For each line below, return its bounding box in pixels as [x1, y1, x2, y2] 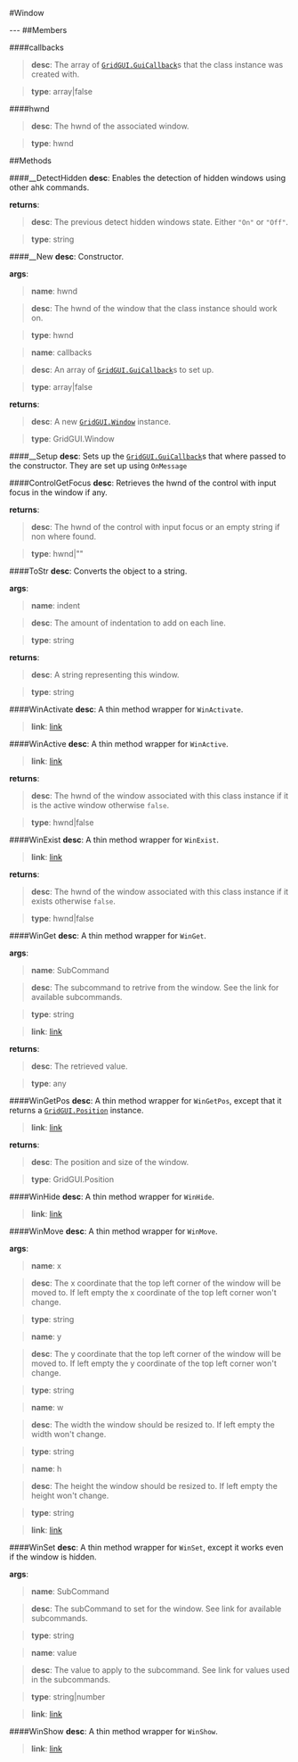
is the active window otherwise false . [30, 800, 170, 810]
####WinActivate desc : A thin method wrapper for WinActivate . [9, 704, 244, 715]
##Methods [9, 155, 52, 166]
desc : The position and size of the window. [30, 1157, 189, 1167]
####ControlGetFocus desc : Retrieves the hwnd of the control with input [9, 477, 277, 488]
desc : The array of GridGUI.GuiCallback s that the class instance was [30, 60, 284, 70]
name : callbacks [30, 347, 93, 358]
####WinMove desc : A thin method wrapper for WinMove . [9, 1226, 218, 1237]
